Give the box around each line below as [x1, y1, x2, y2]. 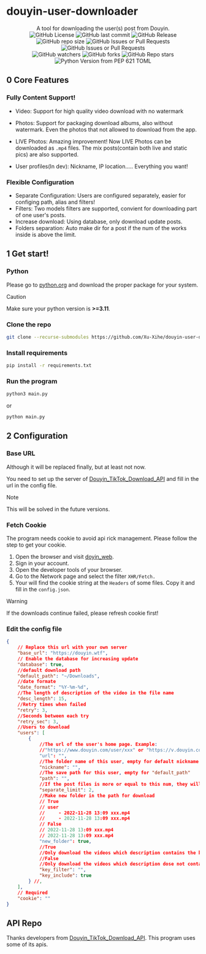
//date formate [17, 679, 56, 685]
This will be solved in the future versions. [6, 505, 110, 513]
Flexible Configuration [6, 178, 75, 187]
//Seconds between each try [17, 713, 89, 719]
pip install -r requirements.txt [6, 363, 92, 369]
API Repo [6, 918, 42, 928]
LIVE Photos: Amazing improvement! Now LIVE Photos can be [15, 137, 172, 145]
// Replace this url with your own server [17, 644, 128, 651]
